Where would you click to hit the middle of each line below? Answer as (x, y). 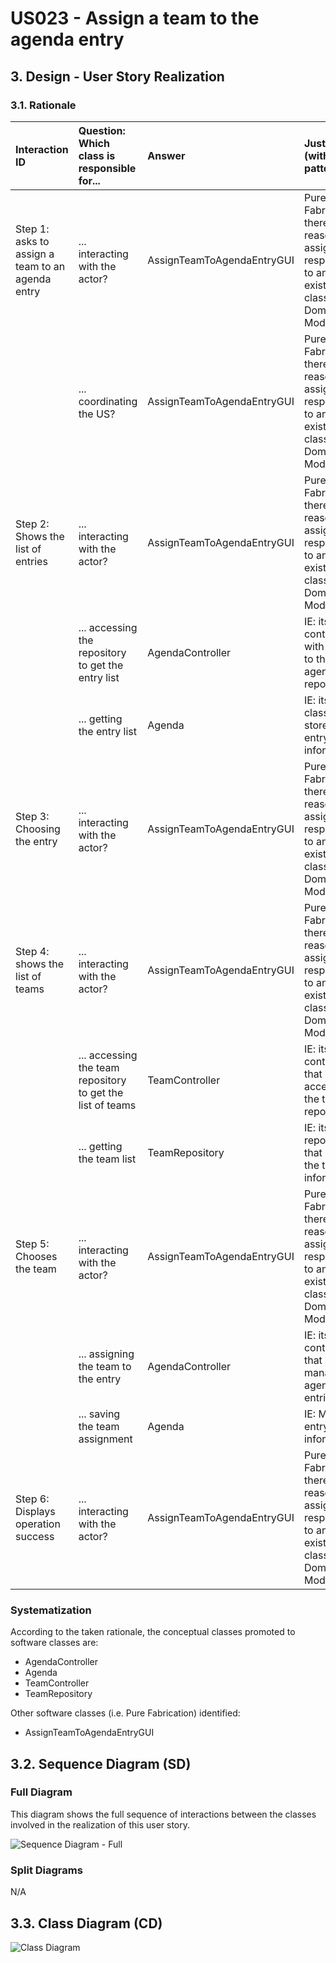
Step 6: (32, 1499)
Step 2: (32, 524)
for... (89, 180)
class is (97, 155)
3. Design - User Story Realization (117, 76)
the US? (97, 414)
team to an (40, 266)
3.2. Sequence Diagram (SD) (101, 1763)
